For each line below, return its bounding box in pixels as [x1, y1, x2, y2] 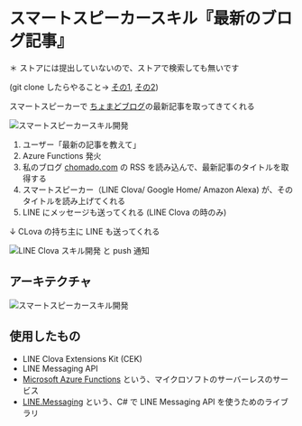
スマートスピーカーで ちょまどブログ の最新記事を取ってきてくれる [9, 100, 255, 111]
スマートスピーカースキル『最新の [9, 8, 261, 29]
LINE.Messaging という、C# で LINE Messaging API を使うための [22, 396, 265, 407]
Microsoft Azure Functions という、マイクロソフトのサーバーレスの [22, 374, 273, 384]
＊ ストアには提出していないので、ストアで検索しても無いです [9, 62, 240, 73]
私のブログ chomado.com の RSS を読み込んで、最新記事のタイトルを [22, 162, 281, 172]
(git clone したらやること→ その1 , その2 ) [9, 81, 160, 92]
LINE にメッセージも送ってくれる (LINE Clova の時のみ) [22, 207, 227, 218]
